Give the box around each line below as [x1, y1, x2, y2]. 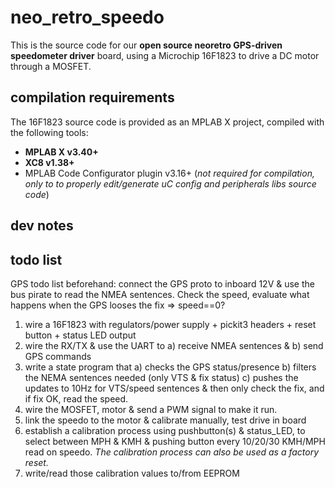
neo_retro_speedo [10, 6, 165, 29]
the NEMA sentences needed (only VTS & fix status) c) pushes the [24, 371, 299, 383]
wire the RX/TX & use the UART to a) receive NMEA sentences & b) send [24, 339, 324, 351]
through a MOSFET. [10, 60, 92, 72]
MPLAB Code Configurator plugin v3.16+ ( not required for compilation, [24, 167, 315, 179]
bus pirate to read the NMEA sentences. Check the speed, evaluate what [10, 288, 310, 300]
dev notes [10, 217, 74, 235]
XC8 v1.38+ [24, 156, 75, 168]
